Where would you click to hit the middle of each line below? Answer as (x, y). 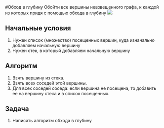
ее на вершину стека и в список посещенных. (61, 93)
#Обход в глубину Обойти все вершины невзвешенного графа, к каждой (82, 7)
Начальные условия (38, 28)
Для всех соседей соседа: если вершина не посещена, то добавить (84, 88)
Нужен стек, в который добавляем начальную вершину (71, 51)
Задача (17, 109)
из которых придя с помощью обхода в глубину (56, 13)
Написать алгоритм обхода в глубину (52, 121)
